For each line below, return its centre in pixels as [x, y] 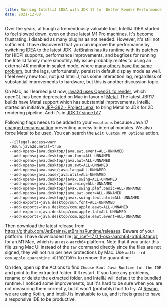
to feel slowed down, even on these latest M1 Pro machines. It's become [79, 34]
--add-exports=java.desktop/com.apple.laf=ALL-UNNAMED [68, 212]
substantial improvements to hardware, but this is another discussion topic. [82, 82]
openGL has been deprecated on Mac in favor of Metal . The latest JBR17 [80, 97]
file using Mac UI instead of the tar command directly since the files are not [83, 247]
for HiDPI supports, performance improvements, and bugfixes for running [81, 55]
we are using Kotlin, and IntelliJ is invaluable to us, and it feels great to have [83, 294]
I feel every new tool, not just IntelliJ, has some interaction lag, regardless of [83, 76]
